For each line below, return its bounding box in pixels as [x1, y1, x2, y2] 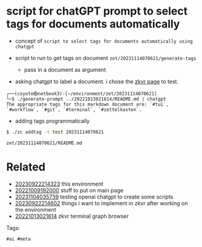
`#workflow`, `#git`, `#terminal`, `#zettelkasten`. [6, 106, 142, 113]
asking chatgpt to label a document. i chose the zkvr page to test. [15, 78, 179, 85]
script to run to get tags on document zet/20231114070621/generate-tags [15, 54, 197, 61]
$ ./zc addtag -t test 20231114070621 [6, 129, 104, 135]
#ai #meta [6, 235, 31, 242]
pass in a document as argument [24, 66, 106, 73]
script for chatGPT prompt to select [6, 4, 188, 18]
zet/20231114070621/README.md [6, 140, 83, 146]
